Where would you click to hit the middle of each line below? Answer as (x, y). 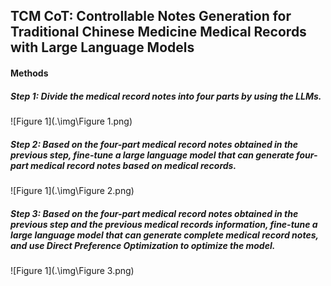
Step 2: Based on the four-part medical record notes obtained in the (154, 144)
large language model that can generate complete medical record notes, (164, 235)
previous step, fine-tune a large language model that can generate (152, 155)
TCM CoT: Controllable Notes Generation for (151, 16)
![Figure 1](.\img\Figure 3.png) (72, 270)
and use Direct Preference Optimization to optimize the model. (143, 245)
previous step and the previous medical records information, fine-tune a (164, 224)
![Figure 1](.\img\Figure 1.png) (71, 121)
